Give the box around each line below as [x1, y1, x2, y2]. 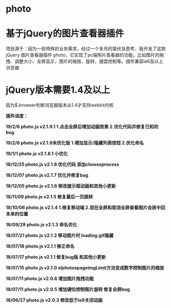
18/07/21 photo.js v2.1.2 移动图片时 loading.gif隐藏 [6, 232, 114, 238]
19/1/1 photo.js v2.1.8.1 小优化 [6, 151, 68, 157]
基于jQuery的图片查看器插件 [6, 28, 124, 40]
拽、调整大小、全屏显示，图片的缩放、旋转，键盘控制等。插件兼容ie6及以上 [6, 58, 164, 64]
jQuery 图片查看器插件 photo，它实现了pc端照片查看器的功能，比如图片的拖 [6, 52, 164, 58]
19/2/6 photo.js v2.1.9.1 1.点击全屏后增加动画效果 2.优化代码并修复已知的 [6, 124, 159, 130]
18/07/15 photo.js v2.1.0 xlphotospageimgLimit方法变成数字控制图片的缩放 [6, 265, 164, 271]
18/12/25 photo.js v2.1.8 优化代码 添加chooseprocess [6, 161, 120, 167]
